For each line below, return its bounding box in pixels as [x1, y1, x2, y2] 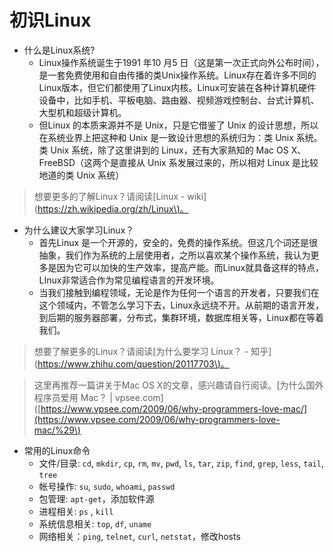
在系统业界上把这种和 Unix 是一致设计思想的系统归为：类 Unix [38, 131, 294, 143]
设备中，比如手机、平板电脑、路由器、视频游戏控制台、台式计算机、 [38, 94, 320, 106]
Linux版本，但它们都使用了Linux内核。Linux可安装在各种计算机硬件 [38, 81, 317, 93]
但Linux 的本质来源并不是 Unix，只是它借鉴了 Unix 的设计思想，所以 [38, 119, 319, 131]
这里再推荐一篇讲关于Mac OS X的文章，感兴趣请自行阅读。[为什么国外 [33, 379, 324, 391]
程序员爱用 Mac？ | [33, 391, 113, 403]
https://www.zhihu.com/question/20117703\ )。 [37, 357, 230, 370]
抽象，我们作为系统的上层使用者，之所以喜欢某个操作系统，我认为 [38, 249, 311, 261]
